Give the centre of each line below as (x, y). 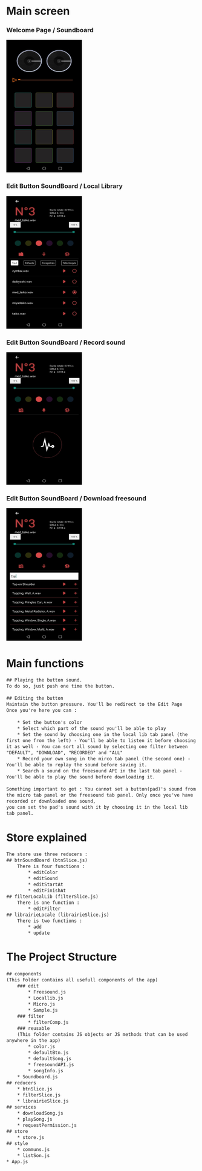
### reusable (34, 1029)
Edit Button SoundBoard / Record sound (66, 342)
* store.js (31, 1138)
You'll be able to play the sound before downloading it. (81, 777)
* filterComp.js (48, 1023)
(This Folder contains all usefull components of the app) (82, 980)
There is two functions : (50, 921)
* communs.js (34, 1150)
